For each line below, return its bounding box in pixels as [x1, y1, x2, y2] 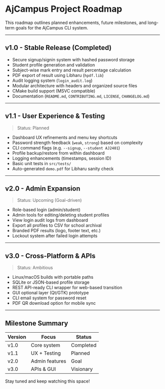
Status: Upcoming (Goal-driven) [17, 197, 82, 203]
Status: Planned [17, 125, 49, 131]
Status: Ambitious [17, 265, 53, 270]
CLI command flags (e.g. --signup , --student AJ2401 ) [12, 145, 120, 150]
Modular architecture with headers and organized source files [12, 82, 137, 89]
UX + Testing [31, 350, 61, 356]
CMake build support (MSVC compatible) [12, 88, 96, 94]
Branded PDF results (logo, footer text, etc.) [12, 228, 101, 234]
